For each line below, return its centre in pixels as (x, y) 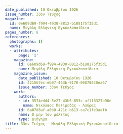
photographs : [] (26, 42)
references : (17, 37)
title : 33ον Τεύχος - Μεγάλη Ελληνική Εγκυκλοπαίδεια (62, 124)
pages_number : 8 (22, 32)
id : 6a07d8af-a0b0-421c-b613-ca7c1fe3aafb (62, 110)
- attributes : (24, 51)
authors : (27, 96)
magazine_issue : (31, 74)
